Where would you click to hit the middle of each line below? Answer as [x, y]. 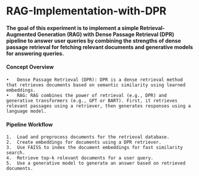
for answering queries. [35, 53]
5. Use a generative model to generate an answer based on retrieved [96, 163]
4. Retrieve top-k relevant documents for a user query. [80, 158]
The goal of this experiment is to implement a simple [73, 28]
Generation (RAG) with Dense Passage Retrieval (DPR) [106, 34]
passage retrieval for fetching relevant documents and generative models [99, 47]
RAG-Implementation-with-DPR [86, 11]
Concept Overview [30, 67]
